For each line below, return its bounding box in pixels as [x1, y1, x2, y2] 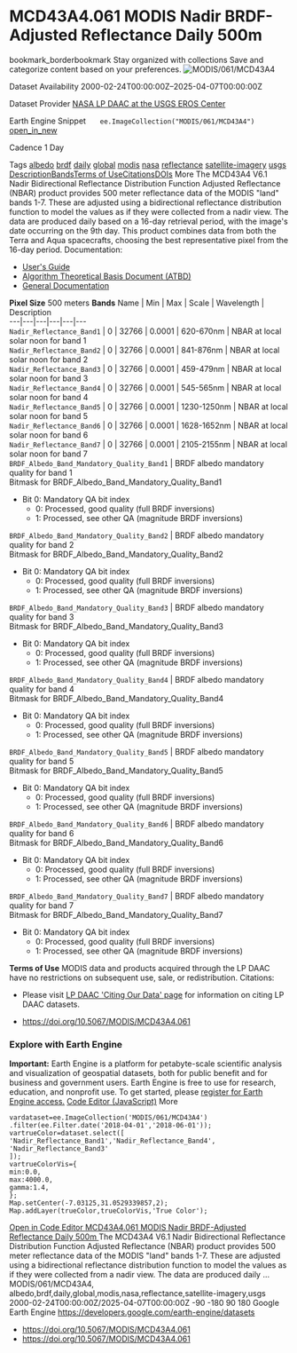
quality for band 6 [9, 827, 74, 838]
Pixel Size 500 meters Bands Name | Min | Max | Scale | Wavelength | [9, 297, 264, 308]
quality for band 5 [9, 756, 74, 766]
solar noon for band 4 [9, 392, 89, 402]
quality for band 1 [9, 467, 73, 478]
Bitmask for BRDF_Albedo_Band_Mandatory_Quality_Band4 [9, 692, 224, 703]
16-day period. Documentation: [9, 244, 122, 255]
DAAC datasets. [21, 999, 80, 1009]
